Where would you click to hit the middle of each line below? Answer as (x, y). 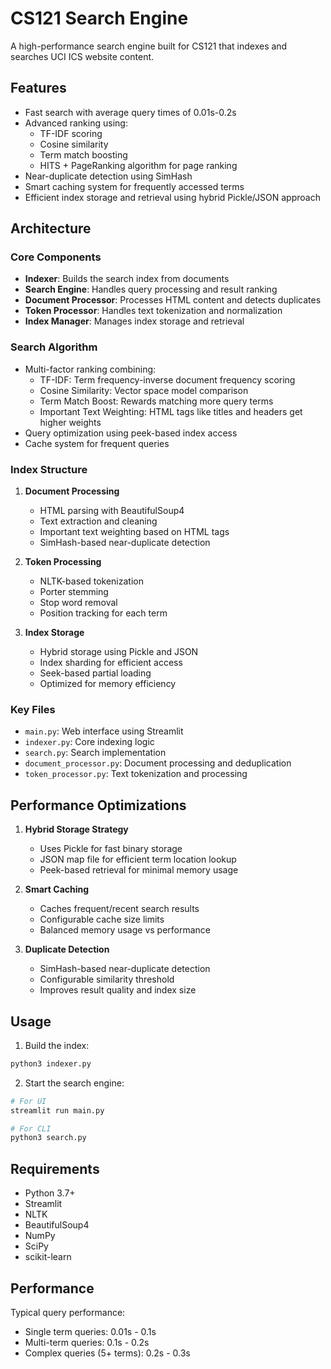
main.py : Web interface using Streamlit (104, 731)
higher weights (70, 422)
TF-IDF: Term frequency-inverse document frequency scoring (167, 379)
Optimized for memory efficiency (108, 684)
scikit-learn (48, 1257)
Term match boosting (83, 154)
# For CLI (31, 1128)
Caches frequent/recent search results (119, 909)
